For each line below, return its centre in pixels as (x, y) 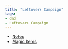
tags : (10, 14)
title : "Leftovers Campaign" (34, 9)
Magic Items (24, 42)
